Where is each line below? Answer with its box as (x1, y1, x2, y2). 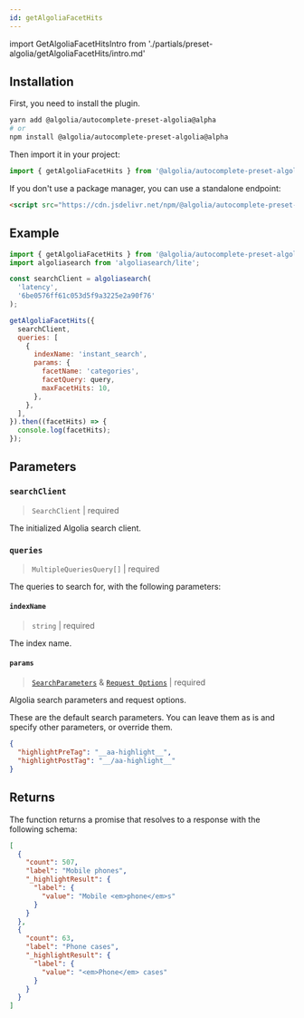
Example (9, 226, 60, 241)
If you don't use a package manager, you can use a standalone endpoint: (9, 182, 281, 193)
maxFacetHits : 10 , (42, 383, 111, 393)
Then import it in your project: (9, 149, 120, 160)
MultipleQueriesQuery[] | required (31, 563, 160, 574)
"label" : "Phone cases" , (25, 943, 119, 952)
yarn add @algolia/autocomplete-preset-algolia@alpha (9, 115, 217, 125)
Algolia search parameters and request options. (9, 695, 187, 706)
